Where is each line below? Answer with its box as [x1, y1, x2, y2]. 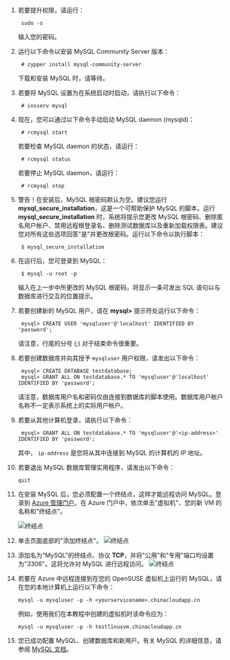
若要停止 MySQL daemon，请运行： [17, 169, 120, 177]
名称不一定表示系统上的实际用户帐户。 [17, 402, 127, 409]
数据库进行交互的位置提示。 [17, 292, 97, 300]
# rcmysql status [21, 156, 71, 163]
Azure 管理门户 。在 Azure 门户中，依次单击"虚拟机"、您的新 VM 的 [31, 499, 222, 506]
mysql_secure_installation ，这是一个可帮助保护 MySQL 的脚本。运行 [17, 204, 216, 212]
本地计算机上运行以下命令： [36, 583, 115, 591]
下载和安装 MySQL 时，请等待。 [17, 74, 109, 82]
